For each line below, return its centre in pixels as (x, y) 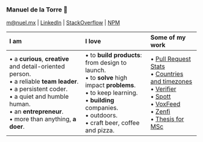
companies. (102, 108)
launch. (95, 70)
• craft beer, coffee (112, 123)
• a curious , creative (39, 59)
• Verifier (163, 89)
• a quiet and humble (39, 97)
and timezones (171, 82)
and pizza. (100, 131)
